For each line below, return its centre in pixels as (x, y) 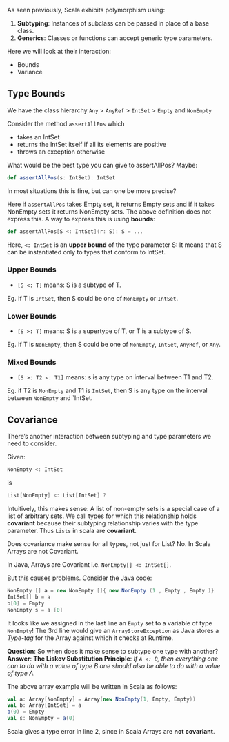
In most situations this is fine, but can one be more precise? (92, 191)
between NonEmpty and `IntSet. (50, 398)
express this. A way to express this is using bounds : (81, 219)
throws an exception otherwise (61, 152)
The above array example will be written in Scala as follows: (92, 686)
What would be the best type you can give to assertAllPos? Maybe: (102, 165)
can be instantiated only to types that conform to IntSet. (87, 252)
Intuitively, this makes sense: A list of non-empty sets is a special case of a (113, 509)
